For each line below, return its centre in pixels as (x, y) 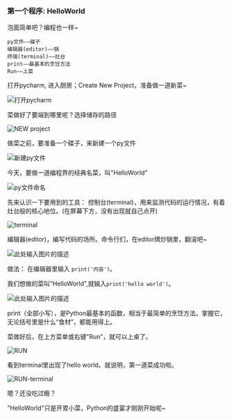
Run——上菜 (20, 72)
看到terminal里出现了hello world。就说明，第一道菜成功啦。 (92, 365)
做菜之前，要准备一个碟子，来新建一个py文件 (72, 143)
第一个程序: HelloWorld (46, 10)
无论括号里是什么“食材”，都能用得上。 (62, 322)
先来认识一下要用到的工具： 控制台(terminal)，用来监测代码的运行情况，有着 (116, 203)
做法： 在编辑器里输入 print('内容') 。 (62, 269)
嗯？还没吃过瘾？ (32, 393)
